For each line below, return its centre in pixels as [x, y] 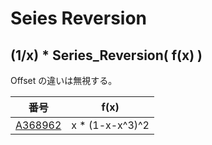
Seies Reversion [79, 18]
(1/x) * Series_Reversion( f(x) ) [106, 55]
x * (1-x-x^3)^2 [110, 125]
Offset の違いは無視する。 [64, 80]
